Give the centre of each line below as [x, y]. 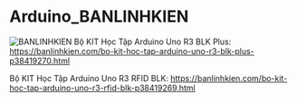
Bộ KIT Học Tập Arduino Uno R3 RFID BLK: [89, 78]
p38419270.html [40, 60]
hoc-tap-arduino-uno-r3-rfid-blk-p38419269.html [103, 88]
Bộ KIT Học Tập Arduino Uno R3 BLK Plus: [153, 42]
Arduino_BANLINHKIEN [99, 17]
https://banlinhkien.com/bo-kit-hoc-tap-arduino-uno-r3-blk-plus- [132, 51]
